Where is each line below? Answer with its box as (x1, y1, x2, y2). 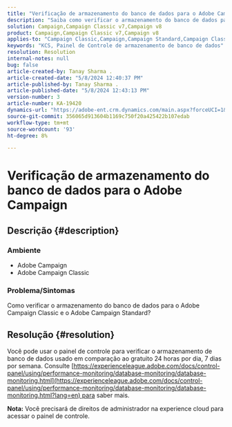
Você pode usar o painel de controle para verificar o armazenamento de (7, 347, 213, 356)
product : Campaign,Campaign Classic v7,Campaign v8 (7, 29, 159, 37)
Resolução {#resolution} (7, 329, 115, 341)
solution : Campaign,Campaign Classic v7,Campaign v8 (7, 23, 162, 30)
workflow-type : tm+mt (7, 119, 70, 126)
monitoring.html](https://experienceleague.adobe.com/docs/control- (7, 377, 203, 385)
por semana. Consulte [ (7, 362, 74, 370)
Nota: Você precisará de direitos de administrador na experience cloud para (7, 405, 224, 413)
